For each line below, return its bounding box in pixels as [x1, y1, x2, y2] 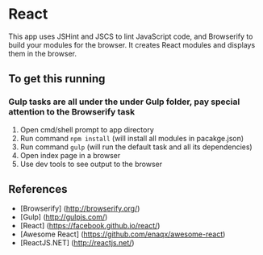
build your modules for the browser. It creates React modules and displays [8, 40, 256, 49]
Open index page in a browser [19, 150, 121, 160]
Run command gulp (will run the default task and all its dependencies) [19, 142, 253, 152]
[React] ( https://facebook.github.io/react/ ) [19, 221, 161, 231]
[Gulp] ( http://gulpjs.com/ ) [19, 212, 108, 222]
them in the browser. [8, 48, 77, 58]
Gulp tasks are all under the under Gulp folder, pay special [8, 96, 240, 107]
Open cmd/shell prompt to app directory [19, 124, 155, 134]
